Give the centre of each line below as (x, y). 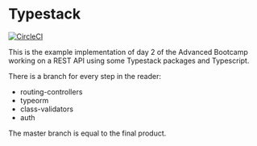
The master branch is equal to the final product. (87, 133)
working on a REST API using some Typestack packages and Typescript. (129, 60)
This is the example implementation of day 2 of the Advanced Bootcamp (128, 52)
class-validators (47, 109)
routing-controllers (51, 92)
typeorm (34, 100)
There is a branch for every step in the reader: (85, 76)
